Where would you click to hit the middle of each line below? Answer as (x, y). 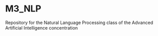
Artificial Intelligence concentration (42, 27)
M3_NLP (23, 9)
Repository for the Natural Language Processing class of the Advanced (79, 22)
